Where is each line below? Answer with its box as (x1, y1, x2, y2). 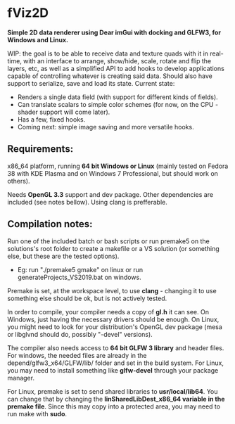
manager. (7, 373, 35, 382)
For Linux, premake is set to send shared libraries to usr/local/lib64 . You (7, 387, 218, 395)
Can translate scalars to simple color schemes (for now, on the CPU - (17, 100, 219, 108)
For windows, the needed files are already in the (7, 351, 147, 359)
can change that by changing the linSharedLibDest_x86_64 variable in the (7, 394, 225, 403)
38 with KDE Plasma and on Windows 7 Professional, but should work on (7, 169, 218, 177)
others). (7, 176, 30, 185)
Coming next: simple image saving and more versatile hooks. (17, 122, 195, 131)
